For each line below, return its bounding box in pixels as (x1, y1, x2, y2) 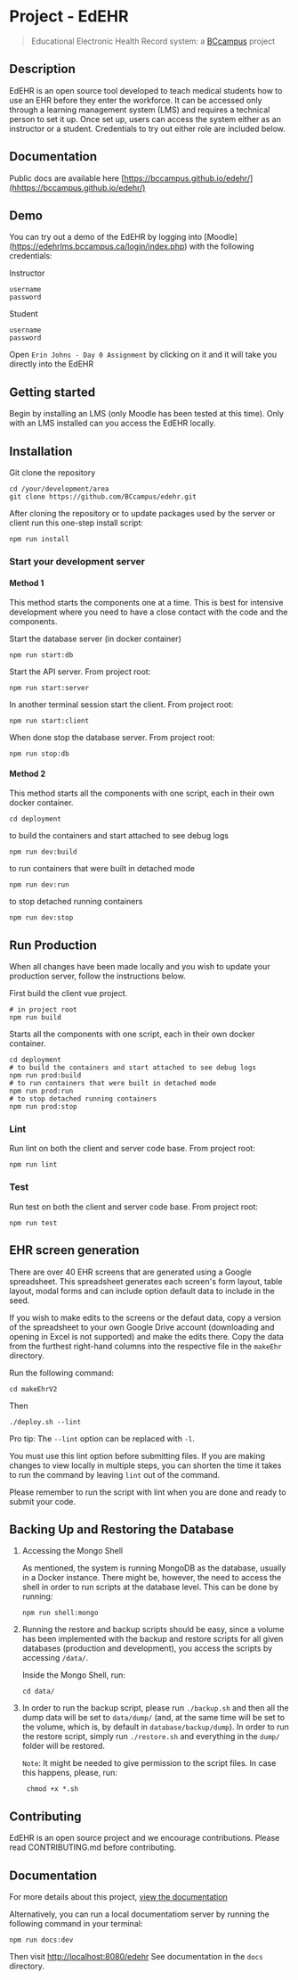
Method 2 (9, 768, 46, 779)
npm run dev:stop (9, 913, 74, 922)
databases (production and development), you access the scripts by (21, 1643, 273, 1654)
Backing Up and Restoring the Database (9, 1522, 235, 1537)
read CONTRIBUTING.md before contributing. (9, 1842, 176, 1852)
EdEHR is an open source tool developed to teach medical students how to (9, 85, 283, 95)
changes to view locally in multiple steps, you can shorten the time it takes (9, 1460, 282, 1471)
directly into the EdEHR (9, 359, 94, 369)
